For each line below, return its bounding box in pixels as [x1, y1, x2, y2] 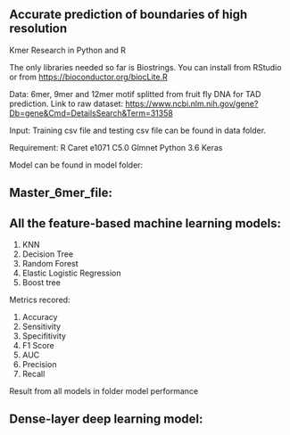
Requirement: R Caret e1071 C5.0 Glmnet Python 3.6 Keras [9, 142, 223, 152]
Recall [21, 369, 46, 380]
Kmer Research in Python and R [9, 45, 127, 55]
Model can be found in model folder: [9, 160, 144, 170]
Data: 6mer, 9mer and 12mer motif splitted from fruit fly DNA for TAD [9, 88, 261, 99]
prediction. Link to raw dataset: [9, 98, 123, 109]
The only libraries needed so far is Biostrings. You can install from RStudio [9, 62, 282, 72]
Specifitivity [21, 331, 67, 341]
